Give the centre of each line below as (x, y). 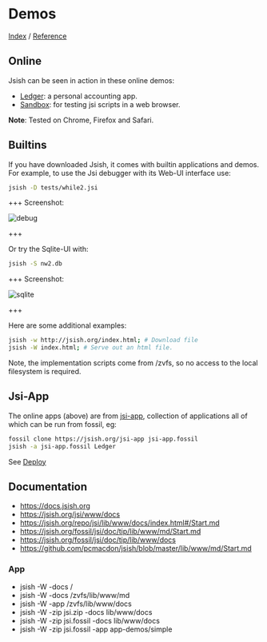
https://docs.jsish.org (55, 506)
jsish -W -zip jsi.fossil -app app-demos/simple (96, 629)
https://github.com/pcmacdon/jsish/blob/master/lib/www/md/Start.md (135, 548)
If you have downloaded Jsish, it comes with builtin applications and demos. (134, 164)
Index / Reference (38, 36)
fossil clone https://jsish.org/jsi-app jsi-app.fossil (103, 439)
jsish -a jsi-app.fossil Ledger (62, 446)
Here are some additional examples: (68, 325)
